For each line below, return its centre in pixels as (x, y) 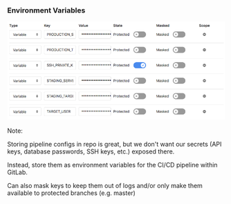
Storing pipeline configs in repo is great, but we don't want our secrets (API (114, 145)
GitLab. (17, 172)
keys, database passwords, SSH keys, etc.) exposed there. (91, 151)
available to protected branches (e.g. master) (72, 193)
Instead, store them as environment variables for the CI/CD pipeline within (112, 165)
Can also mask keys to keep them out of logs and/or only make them (105, 186)
